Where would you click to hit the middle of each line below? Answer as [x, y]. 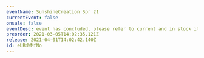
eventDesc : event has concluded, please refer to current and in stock [99, 29]
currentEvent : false [32, 18]
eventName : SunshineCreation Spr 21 [53, 12]
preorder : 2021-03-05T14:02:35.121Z [53, 34]
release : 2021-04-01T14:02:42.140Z [51, 40]
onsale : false [24, 23]
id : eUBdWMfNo [24, 46]
